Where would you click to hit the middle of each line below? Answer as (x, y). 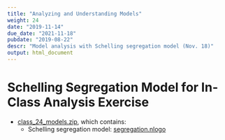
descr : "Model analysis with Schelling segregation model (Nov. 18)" (111, 46)
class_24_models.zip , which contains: (72, 121)
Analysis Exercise (96, 103)
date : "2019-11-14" (36, 27)
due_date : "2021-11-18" (42, 33)
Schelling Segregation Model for (103, 87)
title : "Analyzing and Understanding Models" (74, 14)
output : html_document (40, 53)
